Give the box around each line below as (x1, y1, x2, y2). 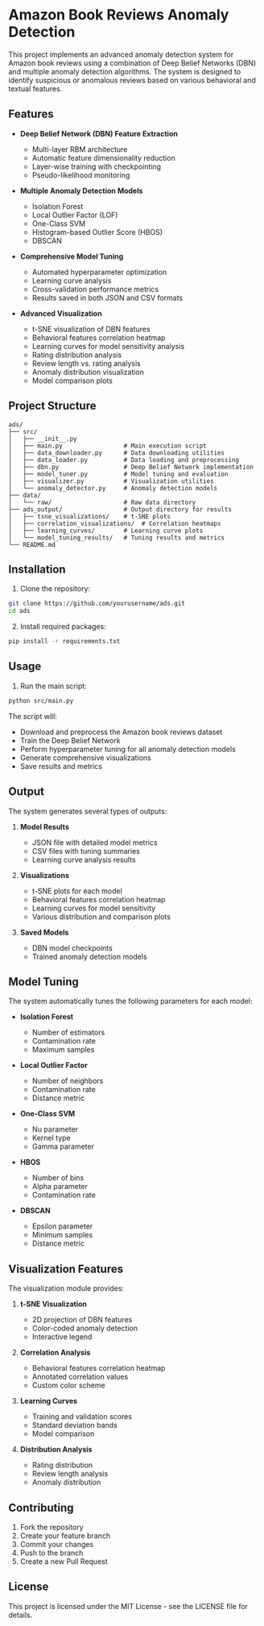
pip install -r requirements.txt (8, 637, 121, 645)
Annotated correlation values (31, 1372, 129, 1382)
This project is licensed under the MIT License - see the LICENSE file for (8, 1601, 248, 1611)
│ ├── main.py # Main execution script (8, 442, 207, 450)
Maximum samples (31, 1044, 95, 1055)
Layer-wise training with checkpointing (31, 162, 162, 171)
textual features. (8, 83, 63, 94)
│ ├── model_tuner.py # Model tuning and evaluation (8, 470, 229, 478)
